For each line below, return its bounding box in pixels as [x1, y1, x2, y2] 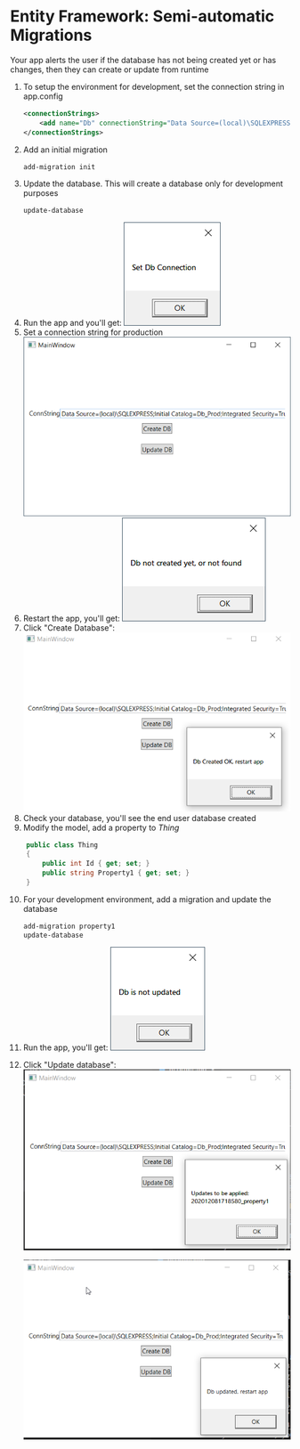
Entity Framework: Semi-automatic [10, 6, 275, 27]
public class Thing [26, 840, 99, 850]
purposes [22, 187, 59, 198]
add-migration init [22, 162, 96, 171]
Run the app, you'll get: [22, 1042, 109, 1053]
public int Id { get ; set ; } [42, 859, 150, 868]
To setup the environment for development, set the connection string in [22, 81, 285, 92]
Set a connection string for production [22, 327, 164, 338]
